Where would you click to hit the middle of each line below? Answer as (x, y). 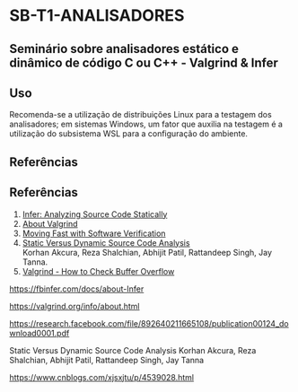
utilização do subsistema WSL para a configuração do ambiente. (129, 134)
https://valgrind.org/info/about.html (75, 306)
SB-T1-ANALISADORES (97, 16)
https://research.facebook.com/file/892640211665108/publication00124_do (149, 323)
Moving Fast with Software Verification (94, 233)
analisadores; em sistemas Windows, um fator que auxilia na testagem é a (146, 124)
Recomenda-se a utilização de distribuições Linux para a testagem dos (140, 115)
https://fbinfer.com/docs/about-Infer (77, 289)
